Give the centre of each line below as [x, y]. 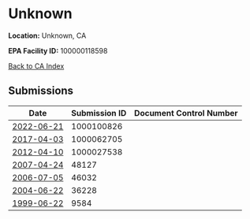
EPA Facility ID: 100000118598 [58, 50]
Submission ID [99, 113]
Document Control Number [186, 113]
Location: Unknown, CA [47, 35]
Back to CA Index [36, 66]
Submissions [41, 91]
